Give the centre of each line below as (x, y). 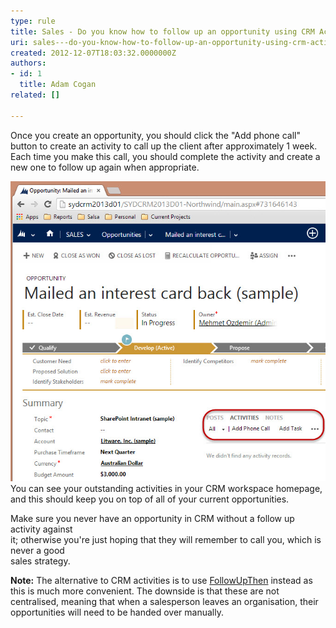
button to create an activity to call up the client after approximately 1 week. (164, 146)
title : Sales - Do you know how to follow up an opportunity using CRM (162, 31)
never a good (37, 550)
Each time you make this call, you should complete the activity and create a (165, 156)
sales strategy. (40, 561)
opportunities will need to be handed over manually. (117, 612)
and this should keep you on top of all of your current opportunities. (150, 499)
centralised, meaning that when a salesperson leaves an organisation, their (164, 601)
